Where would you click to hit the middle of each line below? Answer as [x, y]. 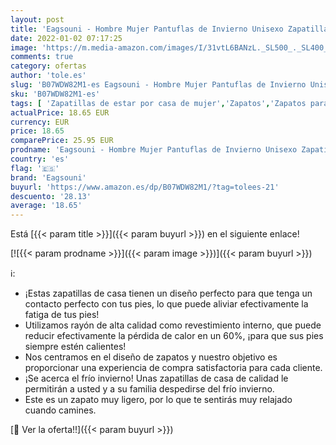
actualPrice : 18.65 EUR [60, 112]
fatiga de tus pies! [62, 315]
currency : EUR [40, 122]
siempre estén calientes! [75, 347]
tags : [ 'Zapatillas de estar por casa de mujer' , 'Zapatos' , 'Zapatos [158, 103]
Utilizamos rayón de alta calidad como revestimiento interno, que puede [173, 325]
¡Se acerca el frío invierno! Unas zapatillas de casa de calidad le [156, 378]
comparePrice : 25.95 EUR [62, 141]
